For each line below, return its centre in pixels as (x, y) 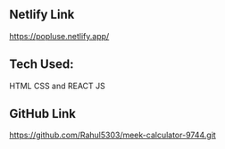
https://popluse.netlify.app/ (59, 36)
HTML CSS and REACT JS (57, 86)
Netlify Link (42, 15)
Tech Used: (42, 65)
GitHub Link (42, 114)
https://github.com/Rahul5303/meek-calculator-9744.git (112, 135)
